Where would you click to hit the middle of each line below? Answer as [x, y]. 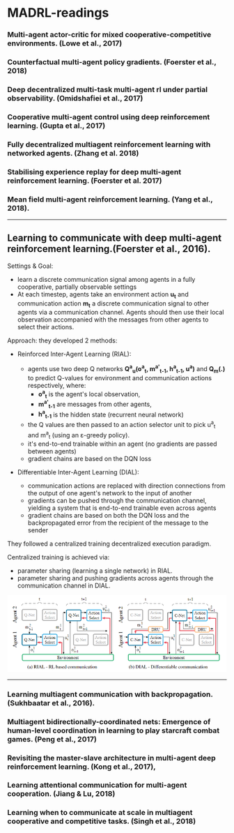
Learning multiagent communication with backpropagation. [110, 694]
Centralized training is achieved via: [58, 557]
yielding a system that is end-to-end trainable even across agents [122, 508]
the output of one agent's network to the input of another [110, 493]
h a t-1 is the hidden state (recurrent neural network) [111, 414]
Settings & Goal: [30, 266]
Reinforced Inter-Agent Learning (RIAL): [74, 354]
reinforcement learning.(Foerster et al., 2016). [109, 249]
